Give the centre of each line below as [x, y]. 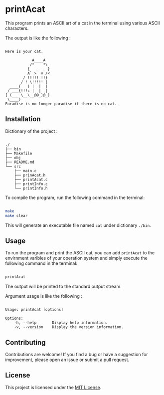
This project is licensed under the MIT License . [53, 387]
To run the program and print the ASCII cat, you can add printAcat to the [80, 253]
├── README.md [20, 162]
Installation [23, 119]
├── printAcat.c [31, 180]
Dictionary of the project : [31, 131]
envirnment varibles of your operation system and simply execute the [77, 258]
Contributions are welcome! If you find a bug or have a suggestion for [77, 354]
